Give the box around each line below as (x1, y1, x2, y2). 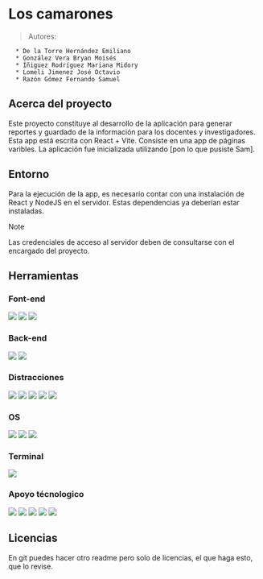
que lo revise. (8, 561, 54, 571)
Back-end (8, 333, 47, 344)
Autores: (27, 31, 57, 41)
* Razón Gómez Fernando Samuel (15, 75, 121, 83)
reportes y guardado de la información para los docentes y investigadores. (8, 126, 256, 137)
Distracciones (8, 372, 64, 383)
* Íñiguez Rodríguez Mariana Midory (15, 61, 138, 69)
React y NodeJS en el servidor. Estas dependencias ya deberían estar (8, 197, 240, 207)
